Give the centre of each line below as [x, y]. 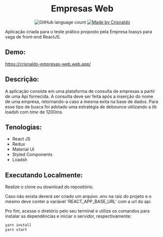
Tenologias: [23, 127]
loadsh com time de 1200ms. [34, 112]
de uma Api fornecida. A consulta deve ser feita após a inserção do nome [79, 96]
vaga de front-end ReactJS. [33, 37]
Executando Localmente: [44, 175]
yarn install [18, 225]
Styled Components [32, 154]
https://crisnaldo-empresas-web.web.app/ [48, 64]
